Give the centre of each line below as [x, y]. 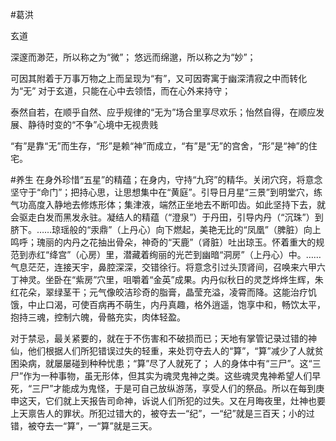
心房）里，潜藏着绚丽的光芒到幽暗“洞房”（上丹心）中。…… [200, 254]
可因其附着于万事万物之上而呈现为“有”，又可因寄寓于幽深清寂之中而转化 [159, 78]
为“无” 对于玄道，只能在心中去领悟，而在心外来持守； [121, 91]
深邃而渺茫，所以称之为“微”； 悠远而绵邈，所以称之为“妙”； [133, 57]
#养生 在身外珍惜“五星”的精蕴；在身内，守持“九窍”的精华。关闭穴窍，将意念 [166, 179]
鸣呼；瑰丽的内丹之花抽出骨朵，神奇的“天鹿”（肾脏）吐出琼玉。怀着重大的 [163, 242]
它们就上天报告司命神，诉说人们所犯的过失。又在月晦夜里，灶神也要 [185, 401]
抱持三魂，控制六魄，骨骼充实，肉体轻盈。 [98, 317]
